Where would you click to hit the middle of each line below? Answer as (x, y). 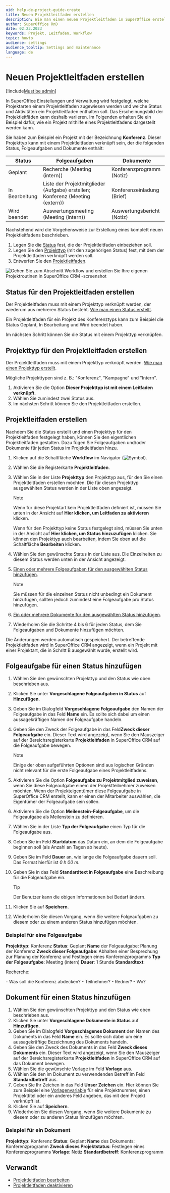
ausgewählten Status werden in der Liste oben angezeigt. (73, 488)
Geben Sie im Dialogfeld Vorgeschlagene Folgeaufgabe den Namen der (88, 708)
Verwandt (21, 1168)
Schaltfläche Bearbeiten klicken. (47, 544)
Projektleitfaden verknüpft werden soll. (53, 256)
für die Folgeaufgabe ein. (39, 877)
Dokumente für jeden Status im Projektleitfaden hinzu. (62, 448)
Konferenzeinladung (135, 190)
